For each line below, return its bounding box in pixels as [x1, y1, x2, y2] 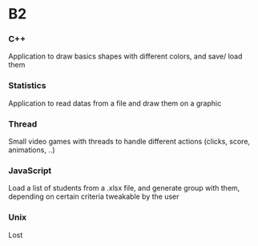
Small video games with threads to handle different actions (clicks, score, [8, 137, 251, 147]
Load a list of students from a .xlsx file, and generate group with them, [8, 183, 240, 193]
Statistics [8, 80, 46, 91]
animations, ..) [8, 145, 55, 155]
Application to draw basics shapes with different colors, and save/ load [8, 51, 243, 61]
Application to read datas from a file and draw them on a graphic [8, 98, 222, 108]
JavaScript [8, 165, 52, 176]
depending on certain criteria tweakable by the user [8, 192, 179, 201]
